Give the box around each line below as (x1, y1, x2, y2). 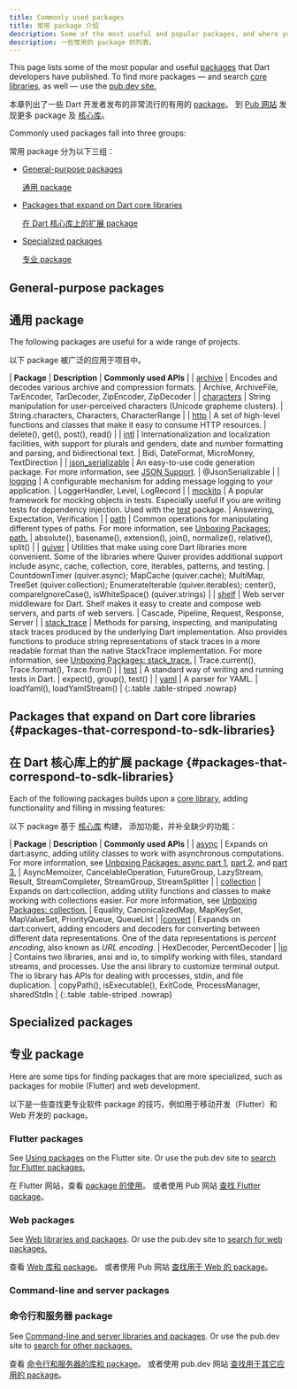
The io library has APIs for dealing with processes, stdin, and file (9, 970, 244, 981)
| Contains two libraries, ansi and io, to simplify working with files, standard (9, 951, 283, 962)
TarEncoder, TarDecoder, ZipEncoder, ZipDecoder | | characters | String (9, 392, 271, 402)
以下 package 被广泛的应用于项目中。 (9, 355, 146, 366)
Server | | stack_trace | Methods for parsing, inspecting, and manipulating (9, 617, 278, 628)
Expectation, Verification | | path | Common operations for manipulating (9, 514, 270, 524)
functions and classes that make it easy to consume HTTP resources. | (9, 420, 267, 431)
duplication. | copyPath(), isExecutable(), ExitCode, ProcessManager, (9, 980, 261, 990)
